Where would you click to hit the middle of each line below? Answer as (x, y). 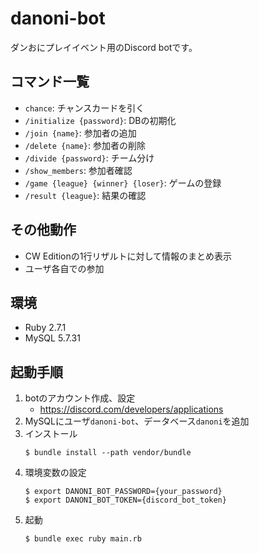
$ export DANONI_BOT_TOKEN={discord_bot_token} (125, 500)
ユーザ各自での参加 (64, 268)
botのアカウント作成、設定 (80, 398)
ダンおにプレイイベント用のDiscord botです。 (104, 47)
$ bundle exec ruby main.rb (83, 539)
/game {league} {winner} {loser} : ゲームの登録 (123, 183)
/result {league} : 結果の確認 (85, 195)
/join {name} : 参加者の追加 (80, 133)
